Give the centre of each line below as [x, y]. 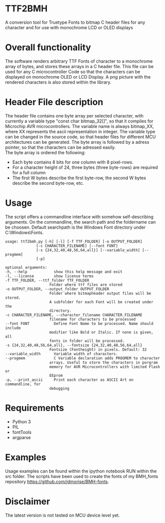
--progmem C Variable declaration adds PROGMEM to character [83, 358]
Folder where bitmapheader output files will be [100, 293]
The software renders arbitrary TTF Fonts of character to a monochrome [79, 61]
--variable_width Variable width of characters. [62, 354]
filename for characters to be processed [92, 319]
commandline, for [23, 384]
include [13, 328]
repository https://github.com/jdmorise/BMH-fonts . [57, 482]
